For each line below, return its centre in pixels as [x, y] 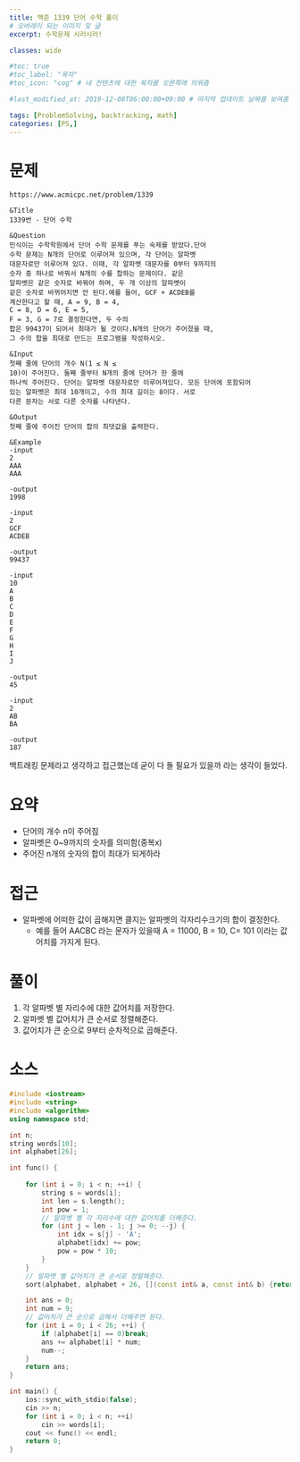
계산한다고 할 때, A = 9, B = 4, [65, 302]
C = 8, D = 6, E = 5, [50, 310]
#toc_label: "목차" [44, 75]
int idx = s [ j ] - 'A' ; [99, 1235]
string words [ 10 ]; [43, 1144]
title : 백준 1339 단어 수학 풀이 [64, 17]
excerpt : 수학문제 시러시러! [56, 34]
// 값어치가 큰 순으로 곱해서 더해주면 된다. [96, 1317]
